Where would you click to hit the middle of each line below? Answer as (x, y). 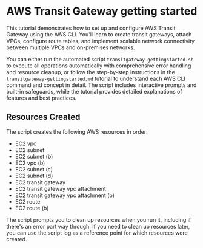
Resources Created (43, 117)
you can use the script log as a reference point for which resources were (97, 233)
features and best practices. (42, 98)
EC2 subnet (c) (34, 169)
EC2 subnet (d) (34, 176)
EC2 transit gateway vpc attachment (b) (65, 195)
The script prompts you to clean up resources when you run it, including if (99, 219)
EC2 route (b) (32, 208)
